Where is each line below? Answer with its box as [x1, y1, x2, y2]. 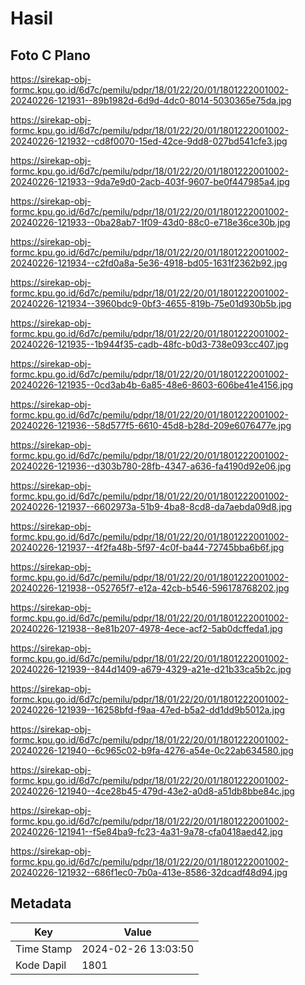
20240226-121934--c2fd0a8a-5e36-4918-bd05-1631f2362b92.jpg [10, 257, 288, 269]
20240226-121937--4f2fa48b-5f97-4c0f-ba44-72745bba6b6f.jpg [10, 542, 285, 553]
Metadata [10, 895, 72, 912]
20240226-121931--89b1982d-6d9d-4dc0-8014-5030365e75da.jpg [10, 95, 292, 106]
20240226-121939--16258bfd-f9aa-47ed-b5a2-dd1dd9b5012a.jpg [10, 704, 286, 716]
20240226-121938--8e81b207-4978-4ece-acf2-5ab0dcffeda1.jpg [10, 623, 283, 634]
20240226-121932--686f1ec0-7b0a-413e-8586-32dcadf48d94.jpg [10, 867, 288, 878]
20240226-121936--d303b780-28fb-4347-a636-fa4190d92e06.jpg [10, 460, 292, 472]
